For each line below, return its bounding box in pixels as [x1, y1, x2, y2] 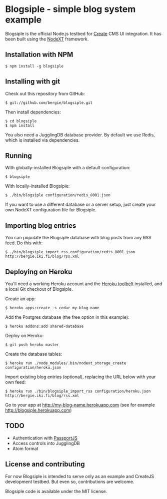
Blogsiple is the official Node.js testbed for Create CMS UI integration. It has [5, 30, 161, 36]
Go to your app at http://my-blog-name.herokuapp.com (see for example [5, 402, 155, 408]
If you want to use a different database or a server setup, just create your [5, 201, 156, 208]
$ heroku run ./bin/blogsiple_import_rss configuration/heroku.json [5, 389, 151, 394]
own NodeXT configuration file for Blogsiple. [5, 207, 96, 213]
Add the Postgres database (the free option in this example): [5, 314, 129, 320]
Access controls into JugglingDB [12, 440, 80, 446]
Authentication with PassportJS [12, 435, 77, 441]
